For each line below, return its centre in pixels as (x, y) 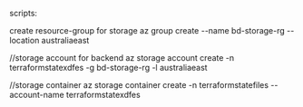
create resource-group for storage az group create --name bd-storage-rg (147, 30)
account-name (37, 95)
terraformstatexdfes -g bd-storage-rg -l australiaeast (108, 68)
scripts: (24, 13)
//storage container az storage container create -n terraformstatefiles (139, 85)
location (24, 40)
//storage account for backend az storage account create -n (122, 58)
